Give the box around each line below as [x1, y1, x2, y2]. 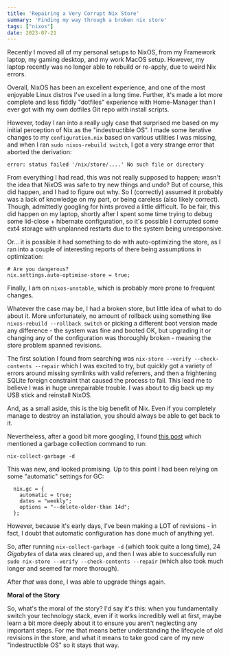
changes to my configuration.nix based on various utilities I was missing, [7, 134, 218, 142]
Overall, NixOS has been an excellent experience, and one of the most [7, 83, 206, 92]
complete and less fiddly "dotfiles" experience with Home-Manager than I [7, 98, 216, 107]
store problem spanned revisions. [7, 341, 102, 350]
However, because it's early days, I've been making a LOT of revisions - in [7, 522, 217, 530]
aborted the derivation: [7, 148, 72, 156]
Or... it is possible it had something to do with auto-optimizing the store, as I [7, 238, 221, 246]
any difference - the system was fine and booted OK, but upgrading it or [7, 326, 211, 335]
